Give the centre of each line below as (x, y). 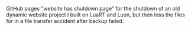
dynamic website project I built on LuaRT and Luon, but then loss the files (96, 15)
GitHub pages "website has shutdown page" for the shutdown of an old (93, 9)
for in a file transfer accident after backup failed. (65, 21)
